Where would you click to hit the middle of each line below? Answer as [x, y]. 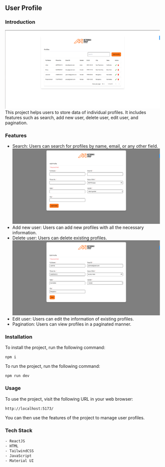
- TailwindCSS [20, 451]
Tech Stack [19, 430]
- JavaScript [18, 456]
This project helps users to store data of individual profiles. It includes [76, 112]
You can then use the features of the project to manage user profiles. [75, 417]
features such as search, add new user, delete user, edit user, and [72, 118]
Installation [19, 337]
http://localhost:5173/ [29, 409]
